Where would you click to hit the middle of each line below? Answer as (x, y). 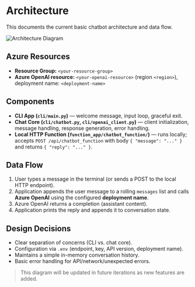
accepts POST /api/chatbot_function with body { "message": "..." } (98, 140)
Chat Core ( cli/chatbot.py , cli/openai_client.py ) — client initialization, (102, 122)
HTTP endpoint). (34, 185)
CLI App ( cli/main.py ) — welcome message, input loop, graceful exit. (98, 116)
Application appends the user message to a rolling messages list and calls (102, 192)
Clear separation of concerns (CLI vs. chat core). (73, 243)
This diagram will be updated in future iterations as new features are (102, 272)
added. (29, 279)
